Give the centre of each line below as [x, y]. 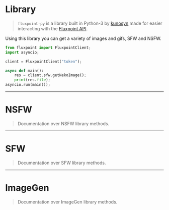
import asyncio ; [22, 52]
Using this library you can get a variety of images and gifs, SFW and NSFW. [83, 38]
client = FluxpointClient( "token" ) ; [44, 62]
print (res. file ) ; [32, 80]
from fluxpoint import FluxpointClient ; [48, 47]
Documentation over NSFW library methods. [63, 124]
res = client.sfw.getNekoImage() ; [50, 75]
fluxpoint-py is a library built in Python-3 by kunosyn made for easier [90, 23]
